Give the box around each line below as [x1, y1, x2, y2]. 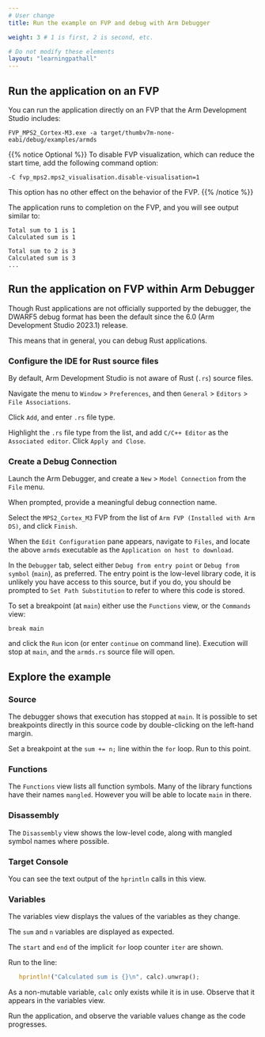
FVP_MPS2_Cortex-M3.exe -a [8, 128, 97, 137]
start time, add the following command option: [8, 158, 159, 167]
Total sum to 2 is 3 [8, 247, 77, 255]
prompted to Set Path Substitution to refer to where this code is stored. [8, 586, 245, 595]
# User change [8, 11, 55, 20]
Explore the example [8, 670, 112, 683]
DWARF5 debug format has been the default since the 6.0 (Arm [8, 312, 215, 321]
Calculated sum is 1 [8, 233, 77, 241]
